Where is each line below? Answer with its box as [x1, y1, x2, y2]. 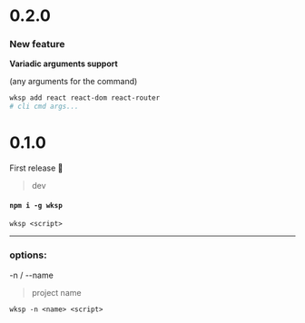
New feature [9, 38, 65, 51]
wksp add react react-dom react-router [9, 93, 161, 103]
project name [31, 287, 82, 298]
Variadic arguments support [9, 58, 118, 69]
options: [9, 249, 47, 261]
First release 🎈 [9, 162, 64, 173]
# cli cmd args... [9, 102, 79, 112]
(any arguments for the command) [9, 76, 138, 87]
